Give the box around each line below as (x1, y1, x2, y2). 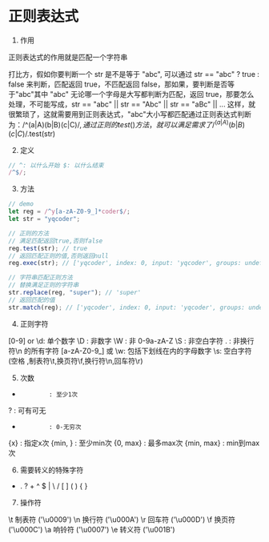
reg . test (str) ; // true (8, 244, 88, 252)
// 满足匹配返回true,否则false (8, 237, 103, 245)
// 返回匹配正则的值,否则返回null (8, 251, 109, 260)
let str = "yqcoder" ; (8, 215, 81, 223)
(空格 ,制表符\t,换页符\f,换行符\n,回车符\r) (8, 355, 143, 365)
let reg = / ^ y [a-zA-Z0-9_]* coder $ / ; (8, 207, 130, 216)
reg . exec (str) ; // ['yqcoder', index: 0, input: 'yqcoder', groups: (8, 259, 242, 267)
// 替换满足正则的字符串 (8, 281, 79, 289)
